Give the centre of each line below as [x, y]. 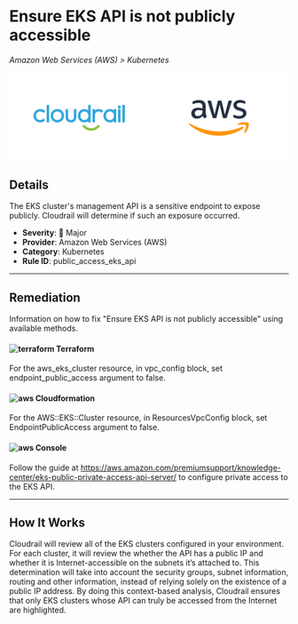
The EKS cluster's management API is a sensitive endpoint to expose [135, 206]
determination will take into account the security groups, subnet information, [149, 572]
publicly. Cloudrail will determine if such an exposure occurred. [125, 216]
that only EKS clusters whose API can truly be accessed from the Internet [143, 601]
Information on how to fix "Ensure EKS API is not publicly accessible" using [146, 319]
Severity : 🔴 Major [54, 233]
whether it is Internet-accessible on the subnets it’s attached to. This [134, 563]
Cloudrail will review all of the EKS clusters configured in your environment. [147, 544]
